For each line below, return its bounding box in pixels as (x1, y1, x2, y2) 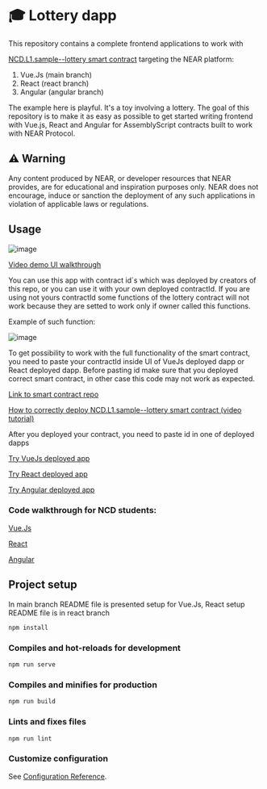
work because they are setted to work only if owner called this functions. (8, 300, 251, 311)
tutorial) (8, 413, 35, 423)
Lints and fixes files (8, 716, 87, 728)
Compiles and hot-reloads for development (8, 642, 181, 653)
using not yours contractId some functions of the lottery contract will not (8, 292, 250, 302)
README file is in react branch (8, 607, 111, 618)
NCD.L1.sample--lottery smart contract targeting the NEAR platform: (8, 54, 235, 64)
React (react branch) (19, 78, 90, 88)
